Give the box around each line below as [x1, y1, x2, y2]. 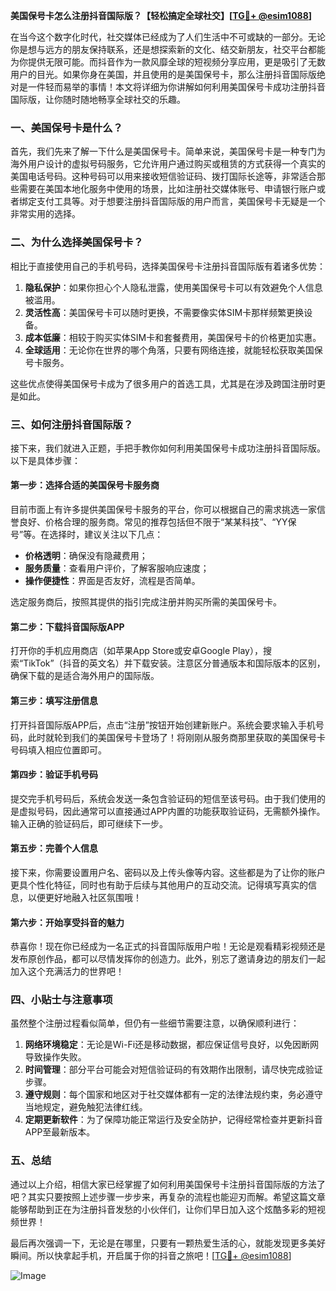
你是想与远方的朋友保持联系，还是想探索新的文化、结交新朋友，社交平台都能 [10, 44, 326, 55]
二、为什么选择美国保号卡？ [10, 235, 144, 249]
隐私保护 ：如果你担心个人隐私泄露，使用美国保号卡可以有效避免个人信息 [24, 281, 323, 293]
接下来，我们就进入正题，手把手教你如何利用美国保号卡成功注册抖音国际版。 [10, 442, 326, 454]
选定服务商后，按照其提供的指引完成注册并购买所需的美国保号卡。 [10, 596, 282, 608]
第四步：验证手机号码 [10, 769, 98, 781]
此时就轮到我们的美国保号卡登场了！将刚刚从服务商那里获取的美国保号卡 [27, 731, 326, 743]
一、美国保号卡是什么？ [10, 120, 123, 134]
